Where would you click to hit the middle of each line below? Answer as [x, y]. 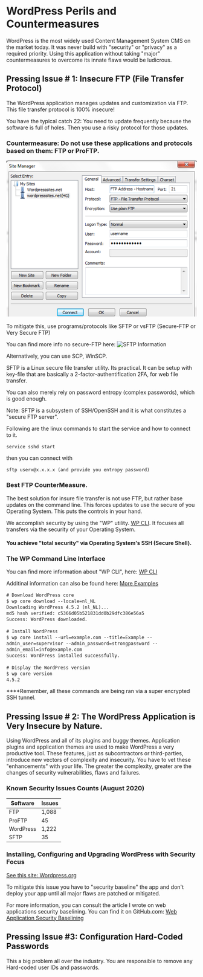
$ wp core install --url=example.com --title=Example [76, 638]
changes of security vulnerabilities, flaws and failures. [73, 773]
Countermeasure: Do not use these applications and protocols [99, 143]
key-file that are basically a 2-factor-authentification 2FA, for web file [92, 374]
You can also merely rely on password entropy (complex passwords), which [101, 392]
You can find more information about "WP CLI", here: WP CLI [82, 572]
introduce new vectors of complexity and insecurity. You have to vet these [99, 760]
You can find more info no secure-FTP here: [61, 344]
